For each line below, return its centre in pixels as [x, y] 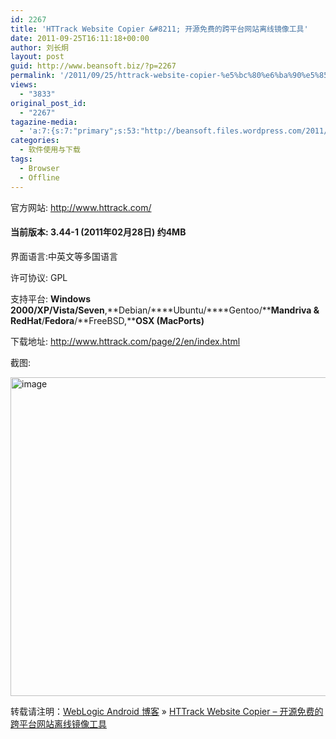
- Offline [39, 177]
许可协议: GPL [39, 277]
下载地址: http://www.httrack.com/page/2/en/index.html [125, 341]
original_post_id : [48, 103]
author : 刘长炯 [39, 47]
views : [24, 85]
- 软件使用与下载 [50, 150]
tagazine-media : [44, 122]
